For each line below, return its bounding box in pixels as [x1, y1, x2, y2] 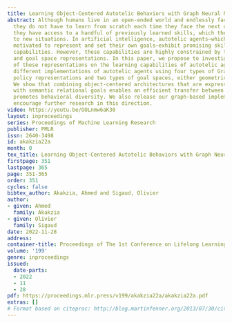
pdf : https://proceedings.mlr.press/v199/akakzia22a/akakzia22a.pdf [7, 293, 209, 300]
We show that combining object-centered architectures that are [13, 81, 202, 88]
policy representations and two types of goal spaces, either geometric [13, 74, 227, 81]
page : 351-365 [7, 170, 48, 177]
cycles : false [7, 184, 48, 190]
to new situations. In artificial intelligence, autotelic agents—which [13, 36, 227, 43]
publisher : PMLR [7, 126, 54, 133]
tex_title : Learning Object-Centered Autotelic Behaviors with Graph [7, 151, 212, 159]
